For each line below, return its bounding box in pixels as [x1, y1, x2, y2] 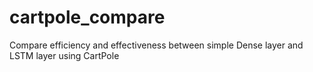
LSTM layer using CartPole [9, 49, 120, 61]
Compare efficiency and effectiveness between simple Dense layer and [9, 39, 304, 51]
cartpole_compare [9, 6, 166, 29]
